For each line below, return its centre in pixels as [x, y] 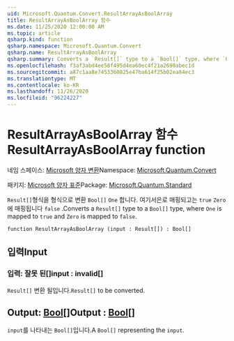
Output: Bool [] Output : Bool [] [71, 313]
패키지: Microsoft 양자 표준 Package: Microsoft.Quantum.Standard [100, 185]
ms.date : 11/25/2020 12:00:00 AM [56, 26]
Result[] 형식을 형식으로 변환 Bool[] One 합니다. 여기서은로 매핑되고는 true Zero [117, 199]
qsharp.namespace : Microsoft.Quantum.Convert [74, 46]
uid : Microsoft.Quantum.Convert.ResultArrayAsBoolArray [90, 14]
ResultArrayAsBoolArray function [106, 150]
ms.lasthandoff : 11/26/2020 [48, 91]
